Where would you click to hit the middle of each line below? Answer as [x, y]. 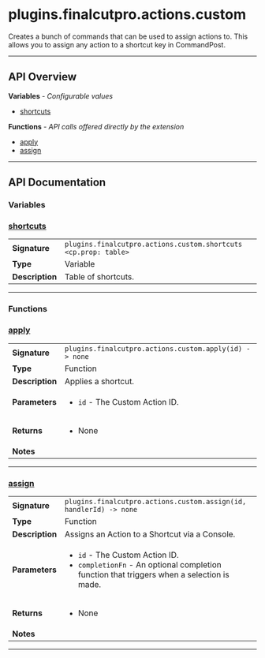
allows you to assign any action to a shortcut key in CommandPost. [117, 44]
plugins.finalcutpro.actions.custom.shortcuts [153, 245]
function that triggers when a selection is [154, 574]
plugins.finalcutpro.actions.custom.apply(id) [153, 348]
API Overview [43, 77]
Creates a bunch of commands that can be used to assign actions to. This [128, 36]
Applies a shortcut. [99, 381]
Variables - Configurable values [60, 95]
